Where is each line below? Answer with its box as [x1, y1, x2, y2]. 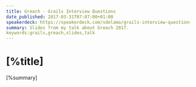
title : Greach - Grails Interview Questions [6, 8, 116, 14]
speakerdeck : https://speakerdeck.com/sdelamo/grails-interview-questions [6, 19, 192, 25]
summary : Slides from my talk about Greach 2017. [6, 24, 129, 31]
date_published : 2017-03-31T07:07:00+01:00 [6, 14, 114, 20]
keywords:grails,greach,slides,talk [6, 30, 95, 36]
